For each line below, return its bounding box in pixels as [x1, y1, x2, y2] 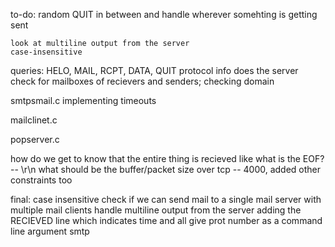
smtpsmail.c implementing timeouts [10, 95, 157, 106]
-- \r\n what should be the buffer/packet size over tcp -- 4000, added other [10, 164, 322, 175]
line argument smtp [10, 225, 90, 237]
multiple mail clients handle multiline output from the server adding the [10, 204, 302, 216]
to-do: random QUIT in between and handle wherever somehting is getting [10, 9, 318, 20]
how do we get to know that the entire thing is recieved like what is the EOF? [10, 153, 325, 164]
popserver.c [10, 134, 60, 145]
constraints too [10, 174, 73, 186]
